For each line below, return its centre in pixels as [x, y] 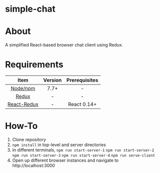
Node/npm [23, 88]
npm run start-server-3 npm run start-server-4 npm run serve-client [83, 155]
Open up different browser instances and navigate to [65, 160]
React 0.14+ [82, 105]
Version [53, 80]
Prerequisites [82, 80]
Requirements [34, 65]
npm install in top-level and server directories [59, 145]
